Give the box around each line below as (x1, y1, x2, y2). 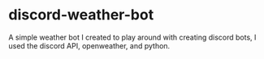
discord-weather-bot (8, 6, 154, 24)
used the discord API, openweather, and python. (8, 40, 171, 50)
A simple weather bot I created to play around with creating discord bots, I (8, 32, 257, 42)
